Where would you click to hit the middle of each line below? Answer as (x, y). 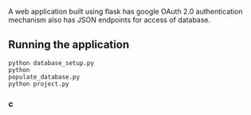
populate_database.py (44, 77)
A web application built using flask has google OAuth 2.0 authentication (125, 11)
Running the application (69, 45)
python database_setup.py (51, 63)
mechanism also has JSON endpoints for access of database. (110, 20)
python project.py (39, 84)
